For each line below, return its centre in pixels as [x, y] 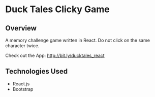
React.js [21, 84]
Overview [21, 28]
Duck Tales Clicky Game [58, 9]
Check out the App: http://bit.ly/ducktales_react [55, 55]
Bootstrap [23, 89]
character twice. [22, 46]
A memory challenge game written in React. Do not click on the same [77, 40]
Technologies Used [36, 71]
